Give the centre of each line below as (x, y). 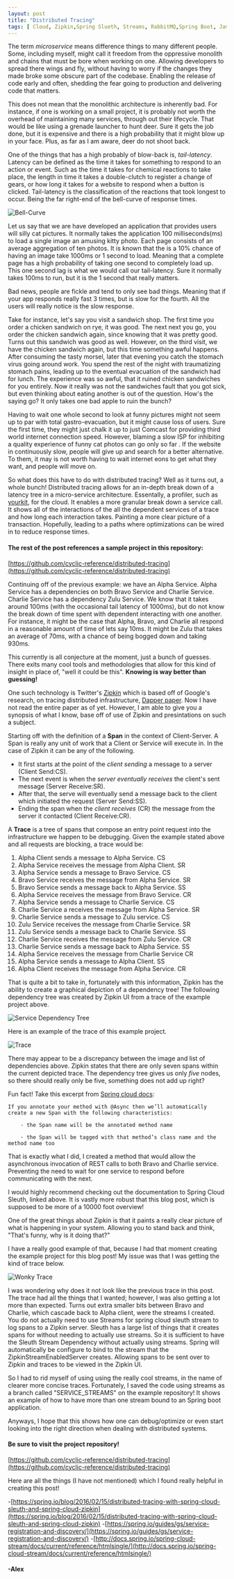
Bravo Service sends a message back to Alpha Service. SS (102, 887)
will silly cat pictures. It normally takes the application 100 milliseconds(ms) (115, 233)
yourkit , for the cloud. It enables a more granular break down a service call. (115, 502)
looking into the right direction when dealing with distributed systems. (108, 1428)
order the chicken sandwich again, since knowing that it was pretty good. (113, 334)
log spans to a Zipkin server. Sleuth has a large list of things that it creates (114, 1327)
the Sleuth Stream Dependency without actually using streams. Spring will (114, 1342)
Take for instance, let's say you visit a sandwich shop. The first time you (111, 320)
